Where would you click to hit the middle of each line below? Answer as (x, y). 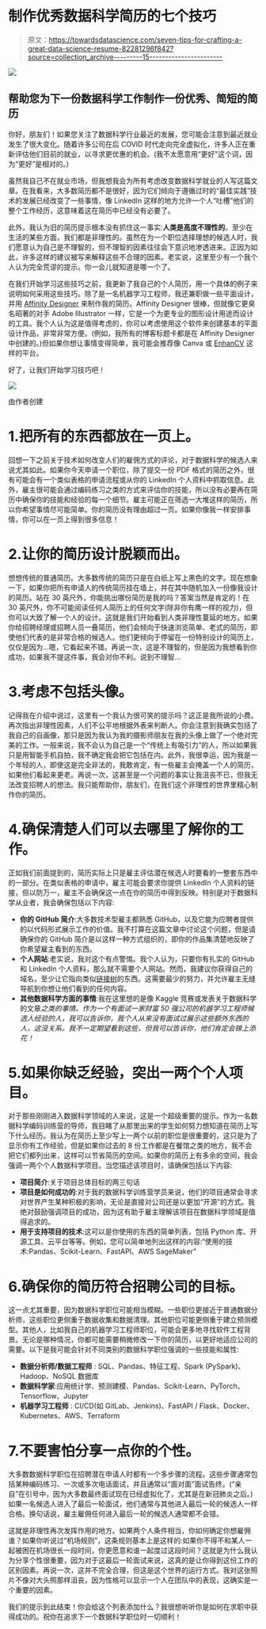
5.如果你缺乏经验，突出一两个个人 (119, 1073)
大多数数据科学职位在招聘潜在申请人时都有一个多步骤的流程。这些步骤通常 (129, 1475)
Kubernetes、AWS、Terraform (70, 1416)
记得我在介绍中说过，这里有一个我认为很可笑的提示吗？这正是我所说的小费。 (133, 715)
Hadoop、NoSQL (48, 1376)
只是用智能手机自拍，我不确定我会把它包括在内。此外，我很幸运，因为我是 (129, 755)
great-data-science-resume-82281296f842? (101, 48)
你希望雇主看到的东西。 (58, 949)
